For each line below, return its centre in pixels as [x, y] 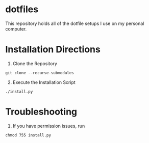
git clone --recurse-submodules [40, 73]
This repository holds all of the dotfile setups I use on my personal [75, 23]
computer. [16, 28]
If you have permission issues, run [49, 126]
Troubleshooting [41, 112]
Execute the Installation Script [44, 82]
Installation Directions [53, 50]
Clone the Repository [35, 63]
